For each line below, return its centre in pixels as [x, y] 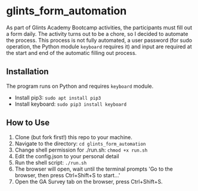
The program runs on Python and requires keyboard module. [80, 86]
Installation [27, 72]
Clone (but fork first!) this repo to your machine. [74, 137]
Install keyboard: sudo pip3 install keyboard [71, 104]
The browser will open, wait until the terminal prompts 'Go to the [94, 169]
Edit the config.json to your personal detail [67, 156]
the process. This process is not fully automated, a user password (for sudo [99, 40]
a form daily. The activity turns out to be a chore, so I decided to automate [97, 33]
